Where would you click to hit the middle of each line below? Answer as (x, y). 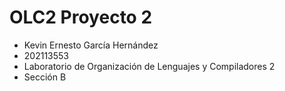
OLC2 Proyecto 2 (81, 17)
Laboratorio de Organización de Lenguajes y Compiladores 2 (149, 66)
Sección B (45, 77)
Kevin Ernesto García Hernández (91, 45)
